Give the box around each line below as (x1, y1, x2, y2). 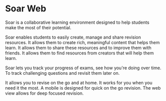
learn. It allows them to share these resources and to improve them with (5, 45, 152, 50)
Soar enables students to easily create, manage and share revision (5, 34, 141, 40)
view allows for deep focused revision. (5, 90, 84, 96)
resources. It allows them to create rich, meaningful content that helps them (5, 39, 160, 45)
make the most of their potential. (5, 24, 72, 30)
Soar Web (5, 3, 47, 14)
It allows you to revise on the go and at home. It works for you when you (5, 80, 153, 86)
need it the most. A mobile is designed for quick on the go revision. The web (5, 85, 161, 91)
